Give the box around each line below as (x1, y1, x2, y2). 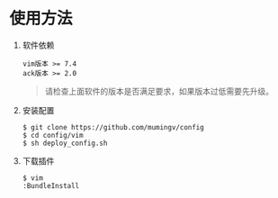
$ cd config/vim (22, 130, 84, 139)
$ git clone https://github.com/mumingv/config (22, 122, 204, 131)
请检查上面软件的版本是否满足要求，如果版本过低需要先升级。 (44, 85, 274, 96)
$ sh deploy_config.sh (22, 139, 108, 148)
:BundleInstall (22, 181, 80, 190)
